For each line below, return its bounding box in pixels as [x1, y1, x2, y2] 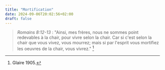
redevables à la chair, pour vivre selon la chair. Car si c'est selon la [17, 35, 152, 40]
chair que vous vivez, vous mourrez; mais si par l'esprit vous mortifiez [17, 40, 159, 46]
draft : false [5, 16, 32, 21]
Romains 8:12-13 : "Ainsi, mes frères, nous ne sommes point [17, 30, 139, 35]
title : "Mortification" [5, 7, 54, 12]
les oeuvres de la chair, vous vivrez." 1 [17, 45, 94, 52]
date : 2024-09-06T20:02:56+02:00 [5, 12, 74, 17]
